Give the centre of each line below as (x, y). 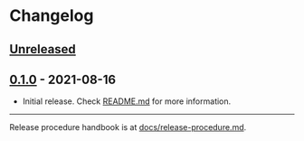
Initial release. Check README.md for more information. (127, 101)
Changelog (52, 16)
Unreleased (43, 49)
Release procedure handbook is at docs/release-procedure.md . (128, 127)
